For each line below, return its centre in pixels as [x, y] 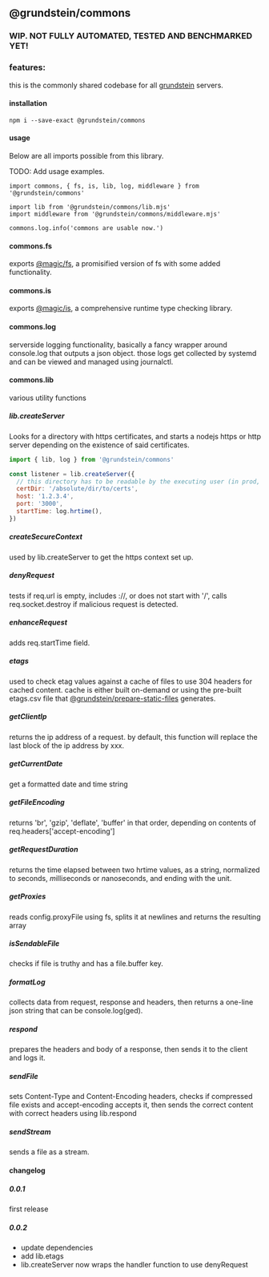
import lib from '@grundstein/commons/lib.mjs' [90, 208]
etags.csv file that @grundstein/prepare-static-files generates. [112, 698]
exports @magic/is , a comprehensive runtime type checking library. [121, 309]
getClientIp [28, 717]
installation [28, 103]
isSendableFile [34, 944]
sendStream [30, 1132]
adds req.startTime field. [50, 643]
